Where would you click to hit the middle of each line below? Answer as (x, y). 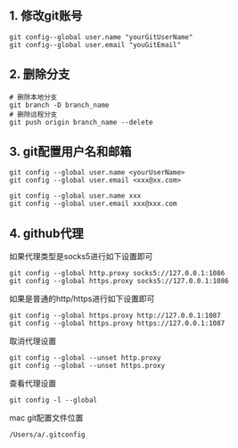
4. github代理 (46, 233)
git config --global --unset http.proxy (86, 358)
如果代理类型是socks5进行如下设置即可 (81, 257)
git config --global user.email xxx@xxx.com (93, 204)
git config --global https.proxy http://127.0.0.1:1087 (115, 316)
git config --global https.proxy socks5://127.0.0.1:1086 (119, 281)
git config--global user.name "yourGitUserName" (101, 37)
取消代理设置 (33, 341)
